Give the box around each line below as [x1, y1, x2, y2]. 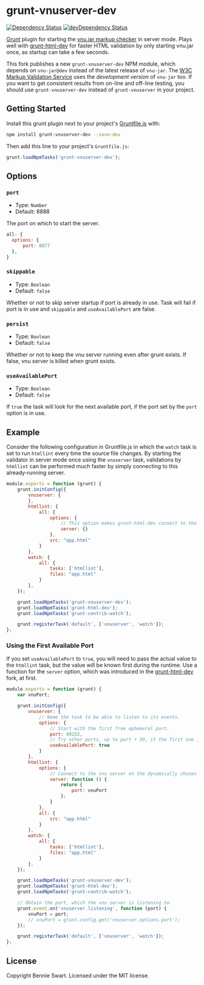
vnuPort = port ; [28, 911, 69, 917]
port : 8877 [22, 242, 50, 249]
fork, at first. [6, 675, 38, 682]
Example [6, 427, 40, 437]
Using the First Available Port [6, 641, 94, 650]
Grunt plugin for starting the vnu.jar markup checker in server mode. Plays [6, 35, 192, 43]
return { [60, 782, 83, 788]
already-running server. [6, 469, 66, 477]
